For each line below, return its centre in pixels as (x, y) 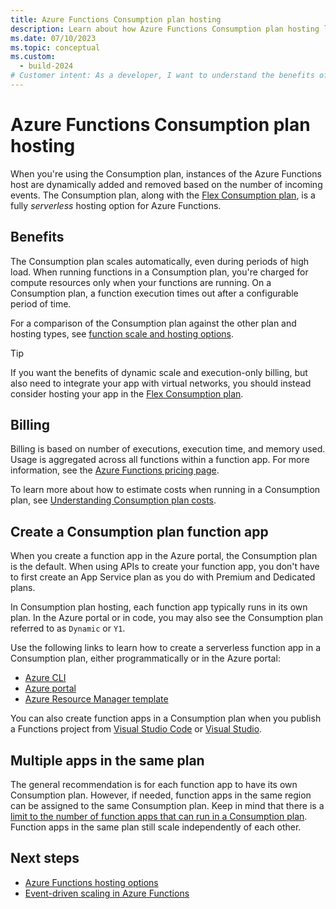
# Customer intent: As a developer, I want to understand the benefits (162, 76)
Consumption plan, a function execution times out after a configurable (154, 293)
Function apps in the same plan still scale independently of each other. (156, 827)
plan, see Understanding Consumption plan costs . (113, 500)
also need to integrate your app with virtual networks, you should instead (161, 383)
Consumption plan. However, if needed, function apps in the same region (161, 795)
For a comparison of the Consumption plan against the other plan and (153, 323)
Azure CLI (45, 678)
